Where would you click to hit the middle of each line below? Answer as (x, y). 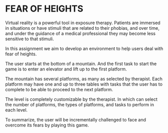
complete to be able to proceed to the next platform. (59, 89)
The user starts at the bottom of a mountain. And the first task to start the (81, 63)
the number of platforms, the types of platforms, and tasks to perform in (80, 104)
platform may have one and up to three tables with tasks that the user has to (84, 84)
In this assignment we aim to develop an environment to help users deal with (84, 48)
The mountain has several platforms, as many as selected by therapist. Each (84, 79)
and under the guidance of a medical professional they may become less (80, 33)
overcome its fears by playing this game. (47, 125)
